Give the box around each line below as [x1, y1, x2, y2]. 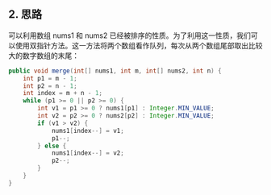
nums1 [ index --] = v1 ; [51, 127, 125, 135]
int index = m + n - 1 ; [23, 89, 103, 97]
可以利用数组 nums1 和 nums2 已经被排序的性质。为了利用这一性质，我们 [8, 31, 252, 40]
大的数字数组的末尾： [8, 51, 79, 60]
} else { [37, 142, 67, 150]
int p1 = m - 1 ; [23, 74, 78, 82]
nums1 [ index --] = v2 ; [51, 149, 125, 157]
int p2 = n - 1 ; [23, 81, 78, 90]
